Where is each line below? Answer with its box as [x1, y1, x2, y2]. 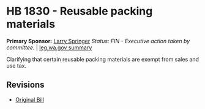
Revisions [6, 80, 45, 90]
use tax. [6, 62, 26, 69]
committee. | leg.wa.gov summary [6, 44, 92, 51]
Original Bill [15, 96, 45, 103]
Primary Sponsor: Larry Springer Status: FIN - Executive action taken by [6, 37, 190, 44]
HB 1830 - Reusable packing [6, 4, 153, 18]
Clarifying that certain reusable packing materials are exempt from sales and [6, 55, 199, 63]
